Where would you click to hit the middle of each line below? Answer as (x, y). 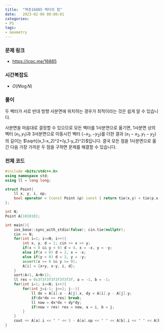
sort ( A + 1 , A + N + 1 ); (32, 275)
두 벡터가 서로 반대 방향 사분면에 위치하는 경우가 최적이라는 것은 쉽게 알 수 (75, 111)
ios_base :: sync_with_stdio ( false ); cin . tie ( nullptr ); (70, 230)
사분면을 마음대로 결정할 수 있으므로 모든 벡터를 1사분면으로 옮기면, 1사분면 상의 (80, 127)
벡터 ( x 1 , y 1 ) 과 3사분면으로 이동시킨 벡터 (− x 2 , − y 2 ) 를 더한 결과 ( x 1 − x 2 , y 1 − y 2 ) (81, 134)
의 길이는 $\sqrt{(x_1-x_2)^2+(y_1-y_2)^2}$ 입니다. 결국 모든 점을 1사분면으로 (78, 141)
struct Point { (20, 189)
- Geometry (16, 32)
